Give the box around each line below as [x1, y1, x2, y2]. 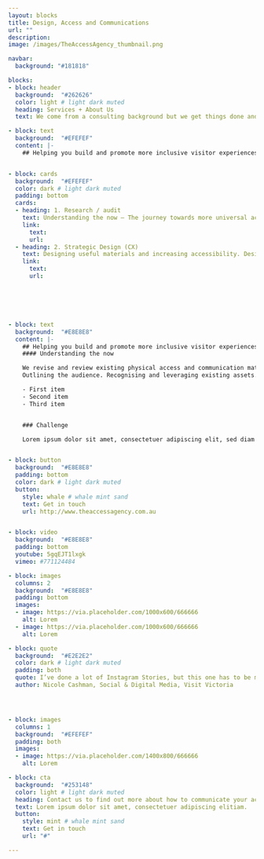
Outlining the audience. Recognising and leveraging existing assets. [22, 371, 258, 379]
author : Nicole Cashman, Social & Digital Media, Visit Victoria [15, 681, 234, 689]
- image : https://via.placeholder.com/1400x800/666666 [15, 752, 199, 760]
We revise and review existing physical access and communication [22, 364, 244, 372]
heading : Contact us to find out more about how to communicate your [15, 795, 247, 803]
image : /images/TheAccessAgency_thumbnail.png [8, 41, 163, 49]
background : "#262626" [15, 91, 93, 99]
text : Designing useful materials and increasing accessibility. [22, 250, 241, 258]
